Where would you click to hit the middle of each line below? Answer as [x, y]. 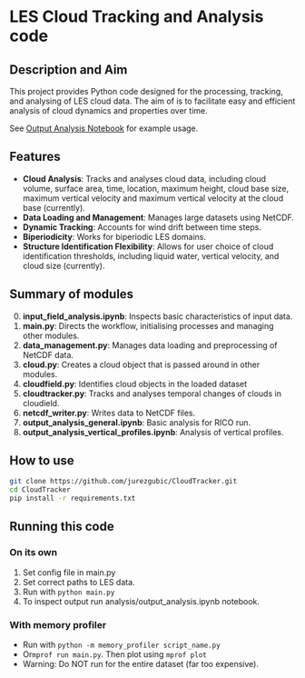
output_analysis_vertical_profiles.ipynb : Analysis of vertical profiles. [153, 432]
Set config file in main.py [69, 572]
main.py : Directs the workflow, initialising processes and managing [148, 325]
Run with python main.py [69, 592]
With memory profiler [58, 624]
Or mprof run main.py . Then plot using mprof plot [114, 654]
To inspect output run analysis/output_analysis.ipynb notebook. [141, 601]
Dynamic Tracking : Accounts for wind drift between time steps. [142, 227]
